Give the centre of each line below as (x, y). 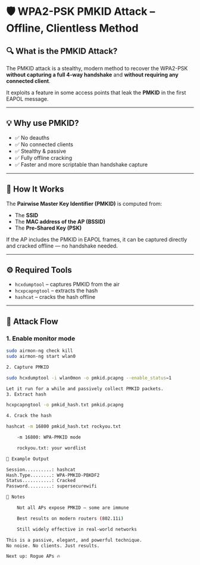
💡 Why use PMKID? (43, 123)
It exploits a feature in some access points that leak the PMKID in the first (96, 92)
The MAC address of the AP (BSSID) (60, 221)
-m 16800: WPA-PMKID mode (49, 437)
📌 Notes (16, 497)
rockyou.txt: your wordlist (51, 448)
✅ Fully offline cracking (43, 158)
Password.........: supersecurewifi (51, 486)
